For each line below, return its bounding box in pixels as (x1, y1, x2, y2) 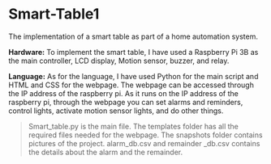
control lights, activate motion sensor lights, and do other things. (8, 106, 224, 116)
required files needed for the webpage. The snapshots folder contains (28, 130, 263, 140)
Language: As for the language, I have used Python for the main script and (8, 71, 259, 81)
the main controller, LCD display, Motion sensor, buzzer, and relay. (8, 56, 230, 65)
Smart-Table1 (8, 5, 100, 23)
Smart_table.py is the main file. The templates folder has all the (28, 121, 239, 131)
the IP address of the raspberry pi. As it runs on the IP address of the (8, 88, 239, 98)
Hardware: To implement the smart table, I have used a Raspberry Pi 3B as (8, 47, 259, 57)
